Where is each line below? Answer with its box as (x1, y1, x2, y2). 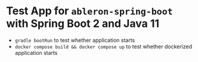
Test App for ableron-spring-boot (6, 4, 173, 18)
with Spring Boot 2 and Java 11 (6, 17, 160, 30)
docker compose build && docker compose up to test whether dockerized (14, 43, 193, 50)
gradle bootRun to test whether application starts (14, 36, 135, 44)
